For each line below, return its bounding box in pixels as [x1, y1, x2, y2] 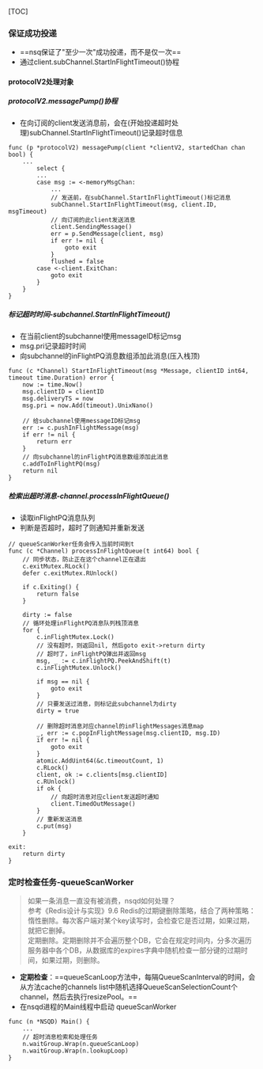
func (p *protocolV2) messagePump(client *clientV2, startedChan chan [8, 143, 246, 151]
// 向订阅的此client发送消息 [50, 215, 136, 224]
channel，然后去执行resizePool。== [19, 992, 138, 1002]
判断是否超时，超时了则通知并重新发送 [19, 523, 145, 532]
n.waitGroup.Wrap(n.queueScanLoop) [22, 1040, 140, 1048]
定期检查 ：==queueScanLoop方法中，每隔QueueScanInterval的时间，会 [19, 972, 256, 982]
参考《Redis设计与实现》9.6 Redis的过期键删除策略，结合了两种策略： [27, 906, 257, 915]
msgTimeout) [8, 207, 47, 215]
